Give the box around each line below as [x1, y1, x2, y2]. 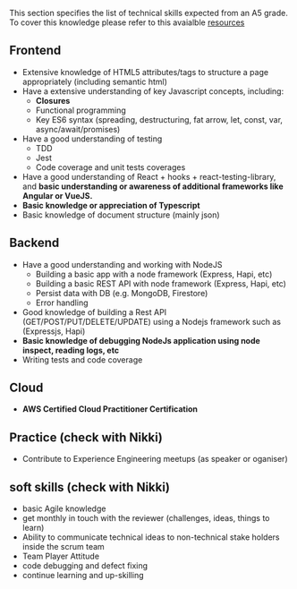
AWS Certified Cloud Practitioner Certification [21, 404, 199, 414]
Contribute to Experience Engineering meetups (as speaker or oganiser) [21, 454, 288, 465]
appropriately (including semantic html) [21, 76, 168, 87]
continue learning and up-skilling [21, 570, 145, 581]
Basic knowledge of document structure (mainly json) [21, 209, 221, 220]
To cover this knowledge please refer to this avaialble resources [9, 17, 245, 28]
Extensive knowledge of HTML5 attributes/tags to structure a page [21, 66, 269, 77]
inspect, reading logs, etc [21, 345, 119, 355]
